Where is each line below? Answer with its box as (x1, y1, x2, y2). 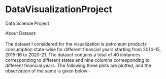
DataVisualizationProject (5, 4, 113, 15)
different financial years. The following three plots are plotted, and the (5, 62, 151, 68)
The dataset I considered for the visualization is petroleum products (5, 41, 147, 47)
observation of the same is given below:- (5, 67, 91, 74)
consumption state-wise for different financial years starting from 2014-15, (5, 46, 161, 52)
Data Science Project (5, 20, 49, 26)
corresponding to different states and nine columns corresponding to (5, 57, 150, 63)
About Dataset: (5, 30, 37, 36)
